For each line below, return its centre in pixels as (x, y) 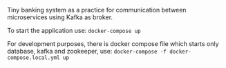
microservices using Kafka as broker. (60, 17)
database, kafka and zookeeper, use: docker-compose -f (87, 51)
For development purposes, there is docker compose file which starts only (113, 44)
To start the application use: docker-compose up (74, 31)
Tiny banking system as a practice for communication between (97, 10)
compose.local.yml (34, 58)
